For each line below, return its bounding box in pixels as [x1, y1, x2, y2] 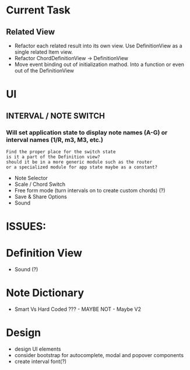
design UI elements [14, 345, 61, 352]
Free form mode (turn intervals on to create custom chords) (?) [14, 186, 166, 193]
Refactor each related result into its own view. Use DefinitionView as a [14, 42, 182, 49]
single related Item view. [14, 49, 73, 56]
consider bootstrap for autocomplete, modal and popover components [14, 351, 184, 358]
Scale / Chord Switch [14, 181, 66, 188]
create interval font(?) [14, 358, 67, 365]
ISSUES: [6, 220, 47, 233]
